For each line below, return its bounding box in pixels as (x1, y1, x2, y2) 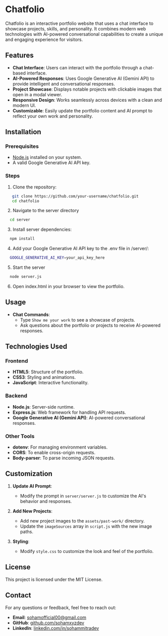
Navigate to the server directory (12, 208, 79, 214)
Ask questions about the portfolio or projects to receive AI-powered (20, 322, 161, 328)
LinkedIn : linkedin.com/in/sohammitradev (12, 625, 99, 631)
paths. (20, 528, 34, 535)
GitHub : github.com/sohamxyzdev (12, 619, 85, 626)
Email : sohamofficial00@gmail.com (12, 614, 87, 620)
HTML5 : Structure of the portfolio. (12, 369, 84, 375)
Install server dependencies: (12, 226, 72, 232)
